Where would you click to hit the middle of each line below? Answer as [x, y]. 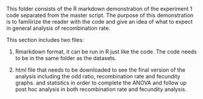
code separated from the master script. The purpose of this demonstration [100, 15]
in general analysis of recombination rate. [59, 28]
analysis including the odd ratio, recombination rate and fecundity [98, 76]
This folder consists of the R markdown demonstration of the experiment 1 [99, 9]
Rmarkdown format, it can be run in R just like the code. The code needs [106, 52]
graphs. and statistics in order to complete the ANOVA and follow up [101, 83]
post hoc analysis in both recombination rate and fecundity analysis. [101, 89]
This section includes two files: [45, 40]
